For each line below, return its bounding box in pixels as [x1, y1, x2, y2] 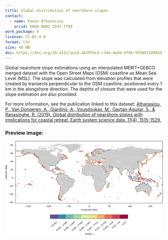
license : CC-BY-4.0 [5, 34, 46, 39]
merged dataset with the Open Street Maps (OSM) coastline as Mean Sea [5, 70, 156, 76]
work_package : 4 [5, 29, 39, 34]
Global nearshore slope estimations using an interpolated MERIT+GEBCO [5, 64, 155, 70]
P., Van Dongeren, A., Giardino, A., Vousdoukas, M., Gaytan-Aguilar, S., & [5, 106, 155, 112]
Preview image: [5, 129, 44, 136]
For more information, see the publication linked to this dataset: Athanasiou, [5, 100, 161, 107]
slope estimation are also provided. [5, 91, 77, 97]
